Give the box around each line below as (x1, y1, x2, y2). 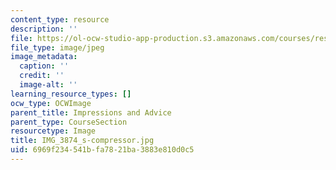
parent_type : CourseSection (10, 117, 128, 127)
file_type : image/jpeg (10, 42, 105, 53)
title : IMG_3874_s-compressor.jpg (10, 136, 155, 146)
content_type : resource (10, 14, 110, 25)
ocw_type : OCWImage (10, 98, 92, 108)
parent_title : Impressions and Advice (10, 107, 172, 118)
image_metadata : (10, 52, 78, 62)
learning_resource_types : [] (10, 89, 132, 99)
